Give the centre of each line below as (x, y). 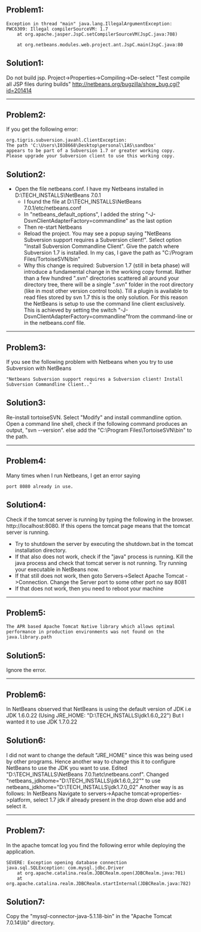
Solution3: (26, 403)
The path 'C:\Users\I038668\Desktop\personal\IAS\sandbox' (81, 146)
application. (21, 852)
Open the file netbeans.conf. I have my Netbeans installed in (89, 189)
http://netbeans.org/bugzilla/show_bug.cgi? (126, 84)
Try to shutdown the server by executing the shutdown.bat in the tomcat (104, 543)
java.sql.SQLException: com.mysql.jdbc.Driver (65, 868)
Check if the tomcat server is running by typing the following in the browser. (100, 519)
